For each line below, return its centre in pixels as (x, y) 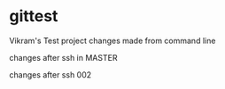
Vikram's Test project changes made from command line (112, 41)
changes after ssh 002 (50, 74)
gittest (34, 16)
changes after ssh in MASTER (63, 57)
